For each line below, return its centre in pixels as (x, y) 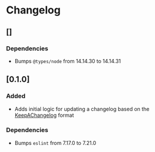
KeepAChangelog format (44, 115)
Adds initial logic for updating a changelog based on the (82, 109)
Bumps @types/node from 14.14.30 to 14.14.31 (68, 61)
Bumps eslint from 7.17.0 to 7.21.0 (55, 143)
